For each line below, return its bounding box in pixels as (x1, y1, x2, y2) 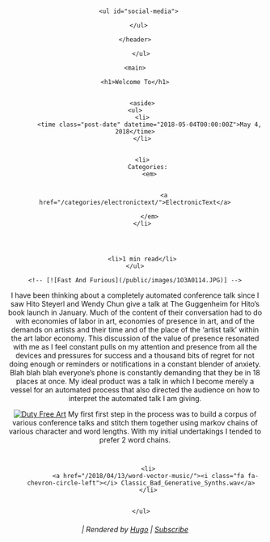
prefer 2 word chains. (99, 435, 171, 445)
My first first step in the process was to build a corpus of (67, 409, 257, 419)
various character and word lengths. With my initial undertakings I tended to (8, 426, 262, 436)
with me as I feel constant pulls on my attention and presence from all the (12, 342, 258, 352)
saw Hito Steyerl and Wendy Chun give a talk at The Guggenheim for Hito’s (10, 299, 260, 309)
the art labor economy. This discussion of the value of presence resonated (11, 333, 259, 343)
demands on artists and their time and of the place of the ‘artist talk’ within (11, 325, 259, 335)
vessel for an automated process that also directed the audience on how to (10, 385, 260, 395)
